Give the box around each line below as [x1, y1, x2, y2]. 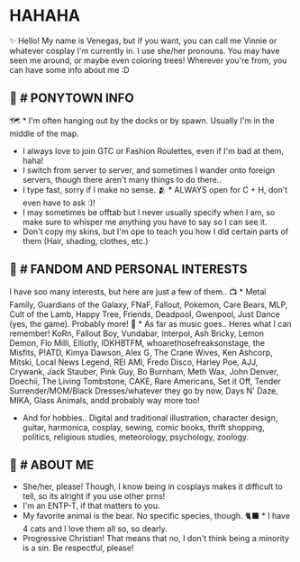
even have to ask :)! [22, 197, 96, 208]
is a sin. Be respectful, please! [22, 542, 134, 554]
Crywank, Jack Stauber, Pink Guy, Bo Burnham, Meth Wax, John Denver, [9, 366, 279, 376]
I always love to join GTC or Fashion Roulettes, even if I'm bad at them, [22, 145, 285, 156]
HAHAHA [9, 5, 81, 26]
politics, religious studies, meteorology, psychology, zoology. [22, 431, 250, 442]
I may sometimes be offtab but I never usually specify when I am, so [22, 206, 276, 217]
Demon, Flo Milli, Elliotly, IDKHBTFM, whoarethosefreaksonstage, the [9, 337, 266, 348]
